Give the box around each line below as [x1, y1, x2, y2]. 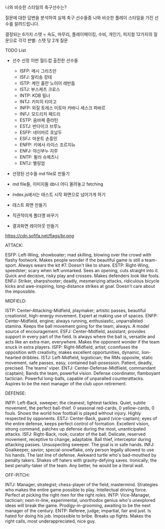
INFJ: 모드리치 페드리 [19, 111, 61, 117]
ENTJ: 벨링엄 [19, 160, 45, 166]
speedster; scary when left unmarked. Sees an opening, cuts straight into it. [5, 268, 159, 273]
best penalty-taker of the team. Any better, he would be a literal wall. [5, 463, 144, 468]
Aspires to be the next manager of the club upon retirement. [5, 381, 127, 386]
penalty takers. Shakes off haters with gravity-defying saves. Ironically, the [5, 457, 157, 463]
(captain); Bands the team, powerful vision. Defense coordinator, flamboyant [5, 371, 160, 376]
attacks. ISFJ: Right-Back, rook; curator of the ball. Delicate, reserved [5, 431, 146, 437]
